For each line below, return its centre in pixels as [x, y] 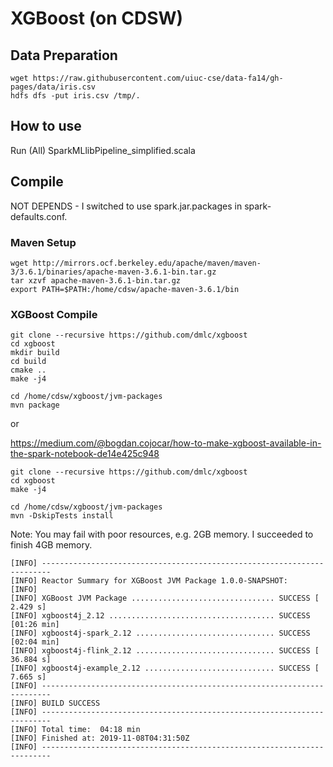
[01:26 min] [35, 625]
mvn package [35, 405]
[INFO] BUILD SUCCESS [55, 703]
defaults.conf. [39, 216]
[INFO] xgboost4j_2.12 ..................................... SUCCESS [160, 616]
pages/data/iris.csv [53, 87]
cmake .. [28, 370]
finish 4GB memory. [51, 545]
